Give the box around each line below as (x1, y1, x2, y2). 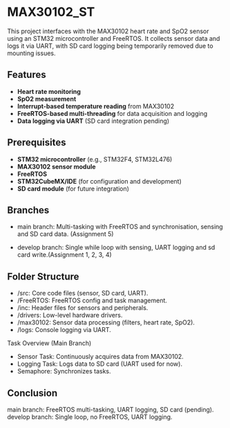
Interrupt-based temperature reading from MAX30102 (17, 101, 175, 110)
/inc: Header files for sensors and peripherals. (17, 304, 148, 312)
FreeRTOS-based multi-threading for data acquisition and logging (17, 109, 208, 117)
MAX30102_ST (7, 4, 95, 20)
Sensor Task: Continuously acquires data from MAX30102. (17, 353, 184, 361)
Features (7, 69, 46, 81)
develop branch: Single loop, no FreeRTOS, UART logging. (7, 413, 173, 421)
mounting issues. (7, 49, 57, 57)
